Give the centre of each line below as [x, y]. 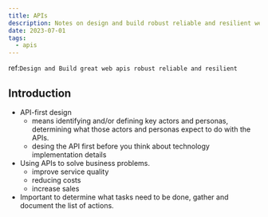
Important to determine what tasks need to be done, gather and [124, 197]
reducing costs [56, 180]
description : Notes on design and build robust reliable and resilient [130, 23]
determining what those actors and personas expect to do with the [141, 129]
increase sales [55, 188]
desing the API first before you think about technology [120, 146]
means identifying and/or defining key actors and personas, [130, 120]
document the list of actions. [67, 205]
